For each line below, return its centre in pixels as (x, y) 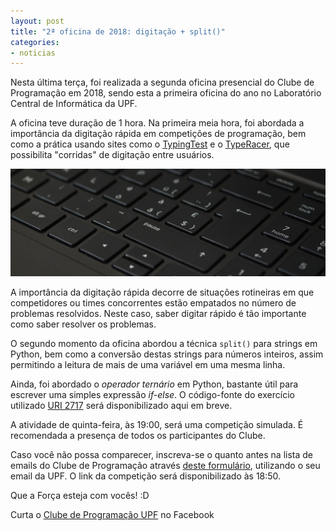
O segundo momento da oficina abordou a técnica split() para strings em (164, 343)
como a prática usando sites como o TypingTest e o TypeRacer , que (150, 144)
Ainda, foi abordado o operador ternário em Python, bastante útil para (154, 384)
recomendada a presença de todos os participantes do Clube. (138, 435)
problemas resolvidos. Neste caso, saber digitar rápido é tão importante (158, 313)
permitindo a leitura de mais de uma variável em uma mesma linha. (148, 364)
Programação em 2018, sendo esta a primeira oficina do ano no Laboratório (166, 93)
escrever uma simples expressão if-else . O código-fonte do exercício (152, 394)
